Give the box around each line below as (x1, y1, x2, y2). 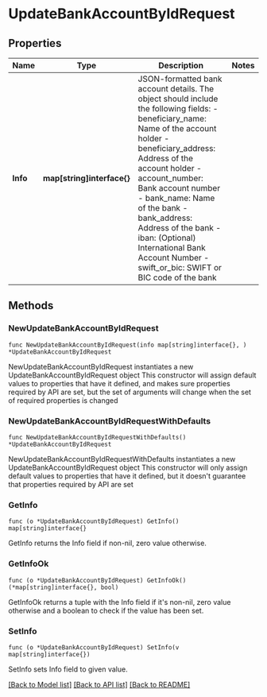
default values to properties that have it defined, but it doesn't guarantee (8, 470, 246, 481)
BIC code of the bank (137, 272, 217, 283)
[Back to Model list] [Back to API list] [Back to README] (8, 680, 191, 689)
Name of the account (137, 123, 217, 134)
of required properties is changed (8, 395, 118, 405)
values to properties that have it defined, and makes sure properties (8, 378, 230, 388)
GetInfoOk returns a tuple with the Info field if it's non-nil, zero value (8, 597, 231, 606)
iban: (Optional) (137, 232, 196, 243)
